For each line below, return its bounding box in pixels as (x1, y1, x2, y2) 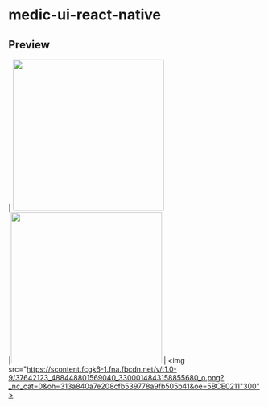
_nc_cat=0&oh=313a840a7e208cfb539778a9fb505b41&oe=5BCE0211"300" (8, 381, 260, 391)
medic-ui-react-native (8, 6, 161, 24)
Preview (8, 38, 51, 52)
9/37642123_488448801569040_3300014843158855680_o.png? (8, 373, 225, 382)
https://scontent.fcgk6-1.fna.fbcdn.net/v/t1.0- (27, 364, 177, 374)
